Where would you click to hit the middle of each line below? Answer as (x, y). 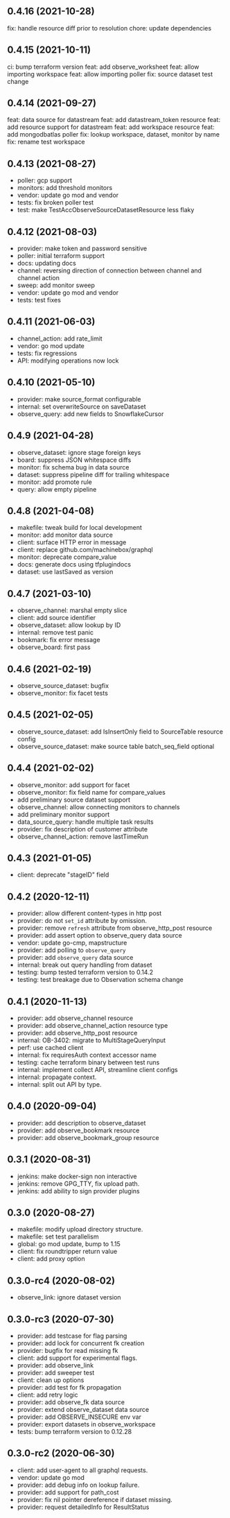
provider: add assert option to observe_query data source (99, 935)
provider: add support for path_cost (68, 1492)
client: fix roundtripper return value (67, 1252)
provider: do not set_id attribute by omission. (82, 921)
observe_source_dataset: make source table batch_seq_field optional (116, 746)
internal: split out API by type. (59, 1084)
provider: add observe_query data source (75, 958)
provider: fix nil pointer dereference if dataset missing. (95, 1499)
